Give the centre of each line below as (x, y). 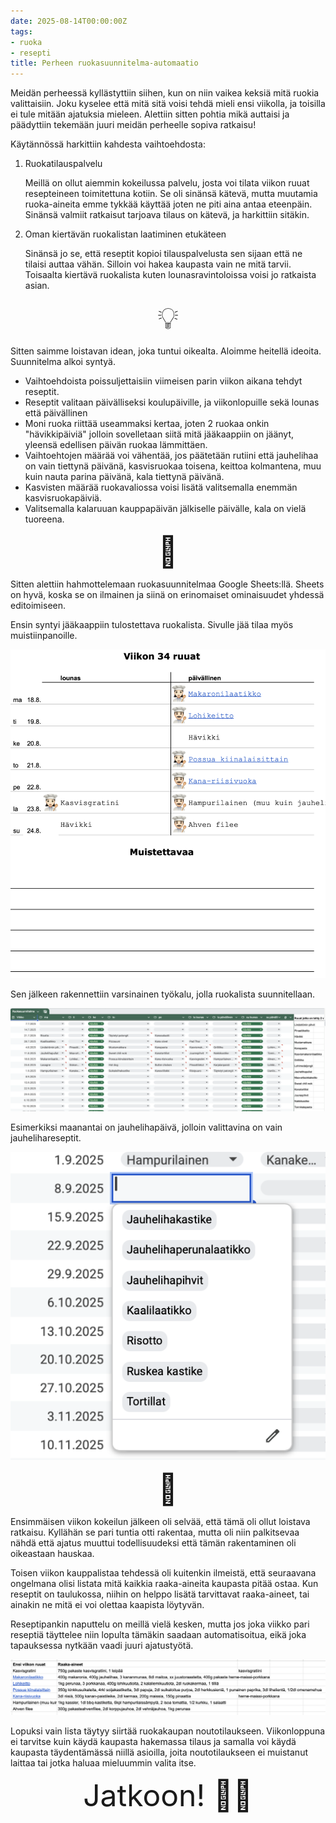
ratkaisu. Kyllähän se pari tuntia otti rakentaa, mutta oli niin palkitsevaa (155, 1532)
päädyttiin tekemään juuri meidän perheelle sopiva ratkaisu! (133, 125)
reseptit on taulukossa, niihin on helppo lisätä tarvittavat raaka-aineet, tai (160, 1594)
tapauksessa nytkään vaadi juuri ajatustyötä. (102, 1646)
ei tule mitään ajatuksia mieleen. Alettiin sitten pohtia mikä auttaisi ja (150, 114)
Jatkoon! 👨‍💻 (168, 1795)
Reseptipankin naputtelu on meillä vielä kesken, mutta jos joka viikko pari (160, 1624)
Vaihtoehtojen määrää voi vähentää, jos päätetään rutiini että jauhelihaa (171, 456)
